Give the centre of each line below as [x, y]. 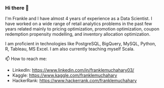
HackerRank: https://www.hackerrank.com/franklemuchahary [74, 81]
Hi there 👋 [17, 8]
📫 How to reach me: [26, 59]
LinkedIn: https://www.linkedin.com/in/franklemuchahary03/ [73, 70]
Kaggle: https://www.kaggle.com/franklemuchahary [65, 75]
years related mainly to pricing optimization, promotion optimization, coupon [82, 29]
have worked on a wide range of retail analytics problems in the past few [79, 24]
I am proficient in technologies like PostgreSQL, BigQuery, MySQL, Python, [81, 44]
